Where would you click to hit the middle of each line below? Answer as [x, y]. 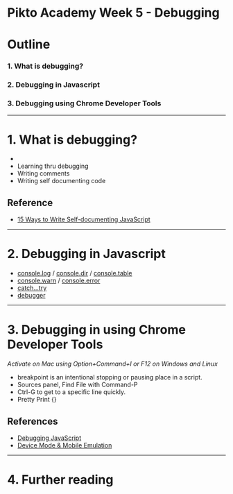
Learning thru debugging [53, 166]
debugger [31, 296]
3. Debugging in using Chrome [96, 330]
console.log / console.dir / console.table [75, 273]
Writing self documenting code [61, 181]
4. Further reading [60, 480]
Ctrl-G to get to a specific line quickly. [71, 392]
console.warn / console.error [59, 281]
